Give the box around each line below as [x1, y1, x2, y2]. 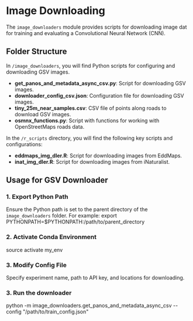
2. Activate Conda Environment [6, 233, 97, 241]
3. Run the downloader [6, 288, 72, 296]
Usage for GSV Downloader [6, 175, 108, 185]
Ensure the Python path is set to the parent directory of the [6, 206, 148, 213]
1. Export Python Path [6, 193, 68, 201]
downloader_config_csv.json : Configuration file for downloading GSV [14, 92, 184, 99]
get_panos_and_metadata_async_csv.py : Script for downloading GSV [14, 80, 186, 87]
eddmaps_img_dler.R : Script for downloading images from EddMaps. [14, 152, 182, 159]
